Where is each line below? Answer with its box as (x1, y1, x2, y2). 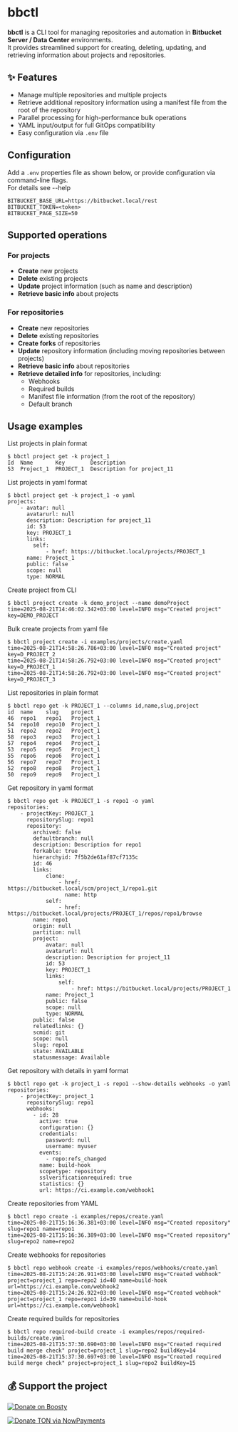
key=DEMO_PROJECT (7, 612, 59, 619)
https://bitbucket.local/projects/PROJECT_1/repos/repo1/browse (7, 910, 202, 917)
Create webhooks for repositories (7, 1250, 106, 1259)
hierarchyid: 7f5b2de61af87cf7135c (33, 854, 139, 861)
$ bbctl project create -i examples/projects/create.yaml (7, 638, 183, 646)
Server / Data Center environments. (7, 35, 113, 44)
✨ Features (7, 71, 58, 84)
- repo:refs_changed (45, 1155, 107, 1162)
